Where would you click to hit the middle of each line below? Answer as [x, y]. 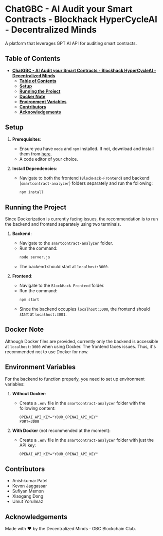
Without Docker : [29, 393]
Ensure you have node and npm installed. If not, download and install [87, 149]
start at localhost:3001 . [43, 314]
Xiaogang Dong [28, 496]
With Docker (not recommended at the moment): [61, 430]
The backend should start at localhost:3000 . [64, 267]
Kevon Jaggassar [29, 486]
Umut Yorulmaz [27, 501]
